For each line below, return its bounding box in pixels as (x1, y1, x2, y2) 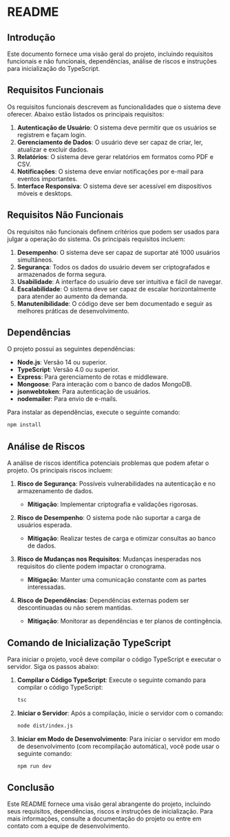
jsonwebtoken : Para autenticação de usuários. (17, 387, 151, 396)
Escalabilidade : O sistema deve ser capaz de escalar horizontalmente (17, 285, 217, 293)
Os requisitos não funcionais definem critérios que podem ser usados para (7, 227, 220, 236)
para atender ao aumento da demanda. (17, 292, 128, 300)
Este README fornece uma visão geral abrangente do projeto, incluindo (7, 800, 211, 808)
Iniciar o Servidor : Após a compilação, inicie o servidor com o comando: (17, 709, 224, 717)
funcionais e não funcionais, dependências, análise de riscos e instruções (7, 57, 217, 65)
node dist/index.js (17, 722, 74, 729)
